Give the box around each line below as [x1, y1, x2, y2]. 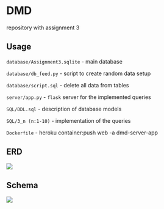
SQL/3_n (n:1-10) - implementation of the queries [6, 117, 131, 124]
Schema [6, 180, 38, 190]
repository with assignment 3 [6, 24, 80, 31]
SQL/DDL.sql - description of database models [6, 105, 122, 112]
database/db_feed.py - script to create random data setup [6, 70, 151, 77]
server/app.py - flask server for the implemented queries [6, 93, 151, 101]
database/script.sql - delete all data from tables [6, 81, 129, 89]
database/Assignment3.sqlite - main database [6, 57, 123, 65]
